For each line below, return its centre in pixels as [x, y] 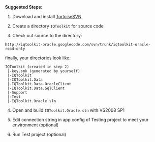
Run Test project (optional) [39, 134]
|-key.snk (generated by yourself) [44, 71]
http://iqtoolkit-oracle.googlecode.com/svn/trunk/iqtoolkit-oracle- [78, 45]
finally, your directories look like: [38, 58]
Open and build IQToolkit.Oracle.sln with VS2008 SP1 [68, 110]
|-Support [17, 93]
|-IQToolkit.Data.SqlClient [36, 88]
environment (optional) [35, 125]
